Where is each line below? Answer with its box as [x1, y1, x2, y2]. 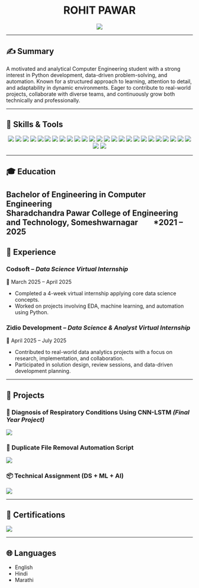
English [14, 564, 33, 571]
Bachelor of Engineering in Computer [6, 189, 146, 200]
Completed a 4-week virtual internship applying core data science [14, 290, 176, 297]
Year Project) [6, 415, 45, 423]
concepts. [14, 296, 40, 304]
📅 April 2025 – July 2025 [6, 337, 67, 344]
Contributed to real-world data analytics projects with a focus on [14, 349, 173, 356]
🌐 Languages [6, 548, 56, 558]
